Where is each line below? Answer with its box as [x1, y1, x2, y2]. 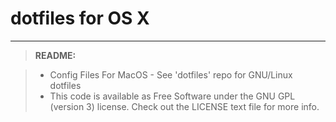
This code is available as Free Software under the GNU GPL [49, 90, 296, 102]
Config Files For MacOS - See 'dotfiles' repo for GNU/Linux [49, 68, 293, 81]
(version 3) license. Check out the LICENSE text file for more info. [49, 100, 320, 112]
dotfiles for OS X [10, 7, 150, 30]
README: [34, 49, 77, 61]
